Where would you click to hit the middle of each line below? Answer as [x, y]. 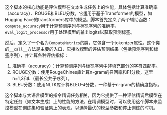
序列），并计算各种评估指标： [39, 55]
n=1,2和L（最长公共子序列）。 [42, 78]
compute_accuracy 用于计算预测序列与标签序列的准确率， [62, 26]
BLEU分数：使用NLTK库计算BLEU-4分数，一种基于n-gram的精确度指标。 [87, 84]
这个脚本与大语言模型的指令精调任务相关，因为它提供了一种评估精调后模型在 [83, 95]
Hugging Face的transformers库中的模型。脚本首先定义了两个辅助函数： [79, 20]
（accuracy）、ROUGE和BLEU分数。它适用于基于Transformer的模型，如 [79, 13]
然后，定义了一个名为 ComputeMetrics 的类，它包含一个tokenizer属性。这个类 [83, 43]
